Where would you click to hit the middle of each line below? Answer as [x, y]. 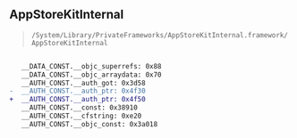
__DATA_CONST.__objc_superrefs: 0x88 [92, 66]
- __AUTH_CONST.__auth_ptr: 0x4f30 [77, 91]
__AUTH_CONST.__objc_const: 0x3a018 [89, 124]
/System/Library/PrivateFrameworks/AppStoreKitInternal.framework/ [159, 35]
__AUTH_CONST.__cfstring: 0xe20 [81, 116]
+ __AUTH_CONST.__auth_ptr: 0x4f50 [77, 100]
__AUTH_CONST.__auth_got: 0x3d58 [83, 83]
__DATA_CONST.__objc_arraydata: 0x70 [92, 75]
